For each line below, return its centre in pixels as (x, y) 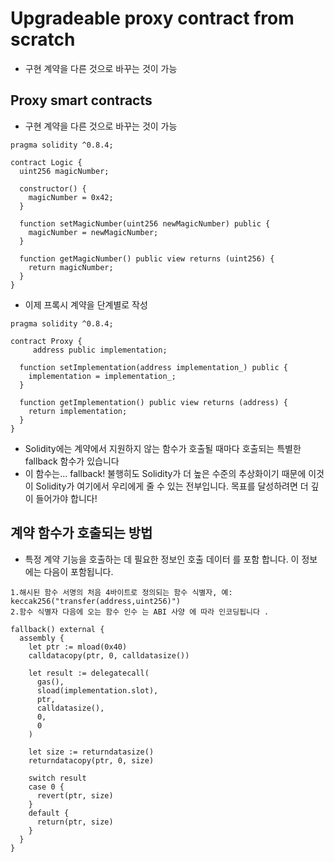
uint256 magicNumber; (64, 171)
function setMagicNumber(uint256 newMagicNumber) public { (145, 223)
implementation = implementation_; (102, 376)
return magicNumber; (71, 267)
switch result (57, 778)
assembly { (42, 638)
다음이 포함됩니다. (78, 571)
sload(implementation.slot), (97, 690)
